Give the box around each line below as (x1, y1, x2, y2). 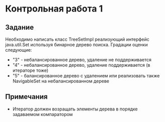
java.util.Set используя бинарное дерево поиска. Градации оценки (5, 42, 148, 48)
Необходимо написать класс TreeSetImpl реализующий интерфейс (5, 36, 150, 42)
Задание (5, 23, 34, 32)
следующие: (5, 47, 32, 53)
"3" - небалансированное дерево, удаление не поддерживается (12, 57, 152, 63)
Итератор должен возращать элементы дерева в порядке (12, 106, 138, 112)
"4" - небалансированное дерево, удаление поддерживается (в (12, 62, 150, 68)
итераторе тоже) (12, 67, 49, 73)
